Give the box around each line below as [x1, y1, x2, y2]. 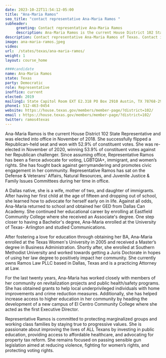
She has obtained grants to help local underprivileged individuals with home [5, 285, 160, 291]
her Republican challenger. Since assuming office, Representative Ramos [5, 152, 154, 158]
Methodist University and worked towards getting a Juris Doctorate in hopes [5, 249, 161, 255]
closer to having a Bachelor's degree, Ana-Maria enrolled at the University [5, 219, 157, 225]
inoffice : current [5, 89, 43, 94]
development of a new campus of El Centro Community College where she [5, 301, 157, 307]
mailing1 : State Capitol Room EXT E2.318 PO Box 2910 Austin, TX [5, 99, 142, 104]
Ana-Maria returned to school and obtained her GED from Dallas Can [5, 203, 145, 209]
